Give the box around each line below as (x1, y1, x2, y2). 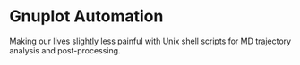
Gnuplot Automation (9, 6, 164, 27)
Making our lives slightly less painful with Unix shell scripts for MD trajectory (9, 36, 292, 46)
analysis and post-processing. (9, 45, 121, 55)
